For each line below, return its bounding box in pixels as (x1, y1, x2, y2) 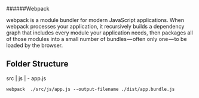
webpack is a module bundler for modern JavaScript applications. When (6, 17, 185, 23)
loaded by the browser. (6, 42, 63, 49)
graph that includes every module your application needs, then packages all (6, 29, 193, 36)
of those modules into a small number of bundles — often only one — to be (6, 36, 187, 42)
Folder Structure (6, 59, 69, 69)
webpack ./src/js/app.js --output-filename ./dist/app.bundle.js (6, 86, 175, 92)
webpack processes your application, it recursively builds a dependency (6, 23, 185, 30)
